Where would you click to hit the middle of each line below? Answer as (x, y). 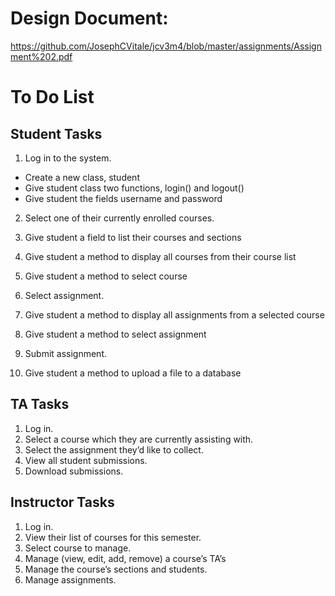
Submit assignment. (66, 353)
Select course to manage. (78, 548)
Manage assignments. (70, 579)
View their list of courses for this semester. (113, 537)
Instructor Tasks (62, 502)
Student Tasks (56, 133)
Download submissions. (74, 471)
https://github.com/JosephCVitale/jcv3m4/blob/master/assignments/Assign (166, 46)
